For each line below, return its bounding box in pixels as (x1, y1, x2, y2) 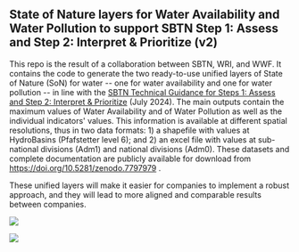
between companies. (9, 199, 87, 209)
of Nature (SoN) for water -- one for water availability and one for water (9, 77, 272, 88)
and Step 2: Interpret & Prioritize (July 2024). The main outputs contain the (9, 96, 285, 107)
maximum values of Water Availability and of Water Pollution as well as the (9, 106, 283, 117)
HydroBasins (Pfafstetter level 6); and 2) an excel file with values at (9, 134, 256, 145)
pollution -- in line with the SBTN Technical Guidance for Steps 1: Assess (9, 86, 276, 97)
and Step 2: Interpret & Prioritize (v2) (9, 35, 219, 50)
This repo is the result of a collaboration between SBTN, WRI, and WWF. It (9, 58, 282, 69)
